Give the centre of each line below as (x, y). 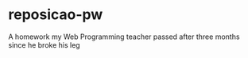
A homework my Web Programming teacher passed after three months (124, 37)
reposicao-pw (56, 15)
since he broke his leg (45, 44)
